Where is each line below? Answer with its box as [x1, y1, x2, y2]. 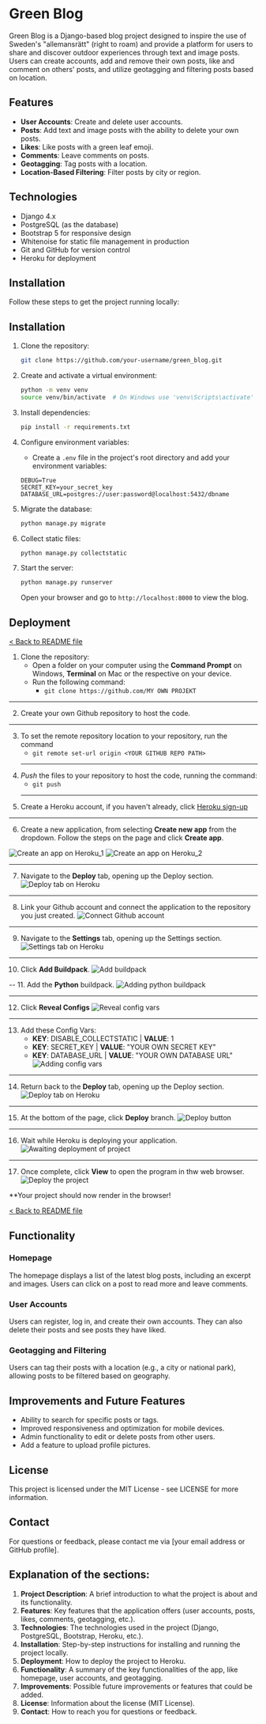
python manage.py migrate [20, 519, 106, 527]
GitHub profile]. [9, 1544, 59, 1555]
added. [20, 1690, 44, 1699]
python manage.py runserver [20, 578, 113, 586]
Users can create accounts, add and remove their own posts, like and [9, 56, 235, 66]
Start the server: [20, 563, 74, 573]
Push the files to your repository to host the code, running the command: [20, 771, 257, 780]
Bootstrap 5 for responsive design [20, 228, 132, 237]
